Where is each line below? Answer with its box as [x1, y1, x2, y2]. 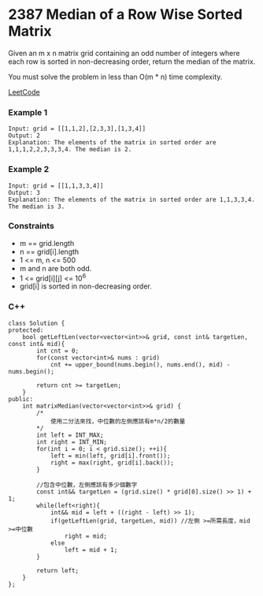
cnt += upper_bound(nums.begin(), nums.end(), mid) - [50, 360, 231, 368]
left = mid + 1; [64, 546, 118, 553]
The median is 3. [8, 203, 65, 210]
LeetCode [8, 87, 41, 96]
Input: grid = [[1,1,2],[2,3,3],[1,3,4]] [8, 125, 146, 133]
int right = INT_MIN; [36, 438, 108, 446]
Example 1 [8, 106, 48, 117]
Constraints [8, 221, 55, 232]
